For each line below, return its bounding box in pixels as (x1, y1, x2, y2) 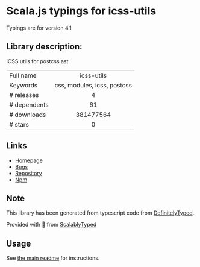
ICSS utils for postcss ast (6, 57, 69, 64)
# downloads (9, 110, 46, 119)
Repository (14, 169, 42, 177)
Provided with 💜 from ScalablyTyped (6, 221, 97, 228)
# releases (9, 90, 39, 99)
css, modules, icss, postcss (54, 81, 133, 89)
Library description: (6, 42, 83, 52)
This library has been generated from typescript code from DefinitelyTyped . (6, 209, 195, 216)
